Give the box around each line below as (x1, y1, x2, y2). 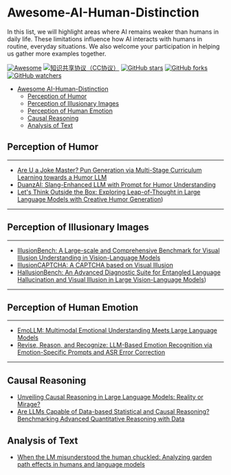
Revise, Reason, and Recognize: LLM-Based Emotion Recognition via (16, 341, 213, 349)
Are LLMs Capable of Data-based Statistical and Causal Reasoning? (16, 408, 210, 416)
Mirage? (16, 400, 41, 408)
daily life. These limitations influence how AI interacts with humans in (7, 34, 203, 43)
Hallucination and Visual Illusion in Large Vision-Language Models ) (16, 275, 207, 283)
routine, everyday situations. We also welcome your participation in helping (7, 42, 220, 50)
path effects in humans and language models (16, 461, 146, 468)
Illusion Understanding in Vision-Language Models (16, 253, 161, 262)
